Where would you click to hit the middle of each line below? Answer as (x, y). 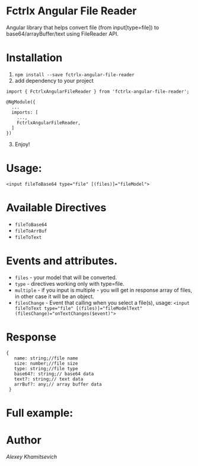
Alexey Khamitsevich (32, 456)
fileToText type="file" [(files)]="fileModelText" (79, 308)
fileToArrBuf (31, 231)
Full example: (40, 413)
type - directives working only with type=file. (69, 283)
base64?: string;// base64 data (54, 374)
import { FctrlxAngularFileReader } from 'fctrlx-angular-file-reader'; (98, 91)
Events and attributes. (62, 261)
